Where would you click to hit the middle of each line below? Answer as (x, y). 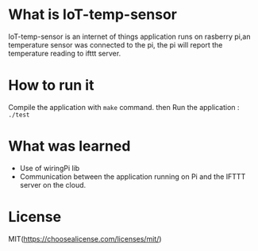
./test (19, 115)
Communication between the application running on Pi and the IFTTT (133, 177)
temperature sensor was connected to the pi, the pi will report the (116, 44)
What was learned (69, 146)
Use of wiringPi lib (50, 168)
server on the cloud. (53, 184)
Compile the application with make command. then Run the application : (124, 107)
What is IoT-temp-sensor (92, 15)
